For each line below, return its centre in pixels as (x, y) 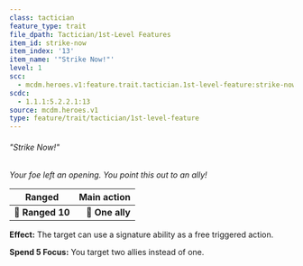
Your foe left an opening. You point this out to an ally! (108, 175)
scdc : (19, 93)
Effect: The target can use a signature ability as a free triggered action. (142, 234)
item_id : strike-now (48, 43)
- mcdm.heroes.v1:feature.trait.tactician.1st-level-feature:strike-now (157, 85)
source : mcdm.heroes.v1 (54, 110)
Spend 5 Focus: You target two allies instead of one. (107, 252)
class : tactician (42, 18)
